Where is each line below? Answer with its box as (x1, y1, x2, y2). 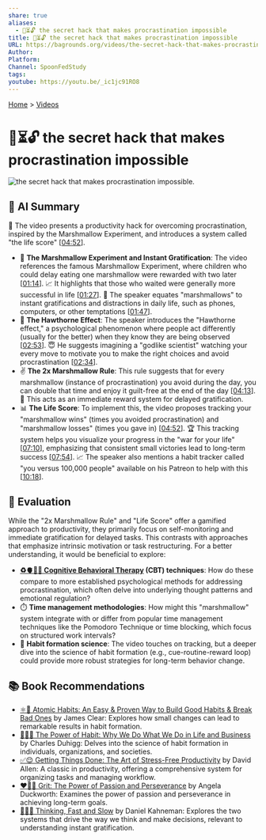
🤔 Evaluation (8, 495, 71, 509)
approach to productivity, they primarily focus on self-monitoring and (8, 524, 234, 534)
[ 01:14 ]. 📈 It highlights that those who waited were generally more (19, 278, 236, 289)
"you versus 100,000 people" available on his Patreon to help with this (19, 464, 249, 473)
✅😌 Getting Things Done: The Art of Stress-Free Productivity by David (19, 755, 252, 764)
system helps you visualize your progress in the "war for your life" (19, 435, 235, 445)
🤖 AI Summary (8, 199, 81, 214)
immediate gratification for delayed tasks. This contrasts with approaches (8, 533, 249, 543)
